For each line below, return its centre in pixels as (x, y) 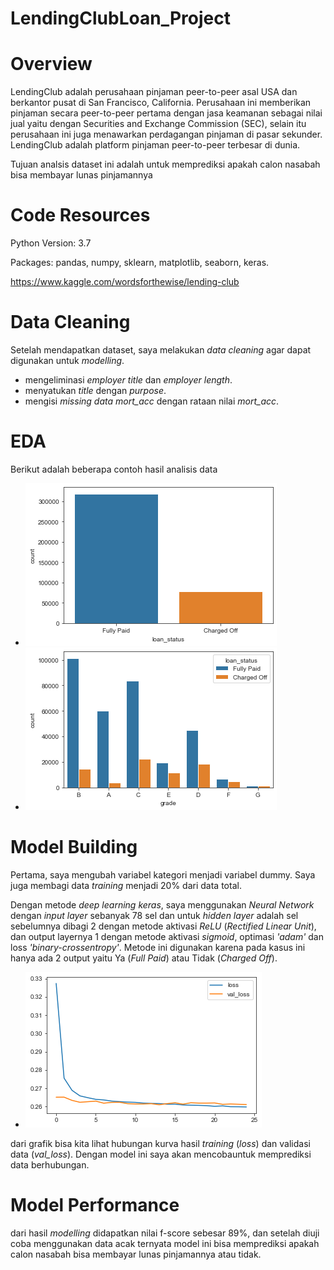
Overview (51, 64)
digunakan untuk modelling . (67, 360)
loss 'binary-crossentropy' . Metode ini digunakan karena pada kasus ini (158, 947)
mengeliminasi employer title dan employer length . (128, 380)
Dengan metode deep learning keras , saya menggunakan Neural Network (162, 904)
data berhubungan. (50, 1164)
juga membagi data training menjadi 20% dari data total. (126, 885)
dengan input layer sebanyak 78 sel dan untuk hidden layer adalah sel (154, 915)
